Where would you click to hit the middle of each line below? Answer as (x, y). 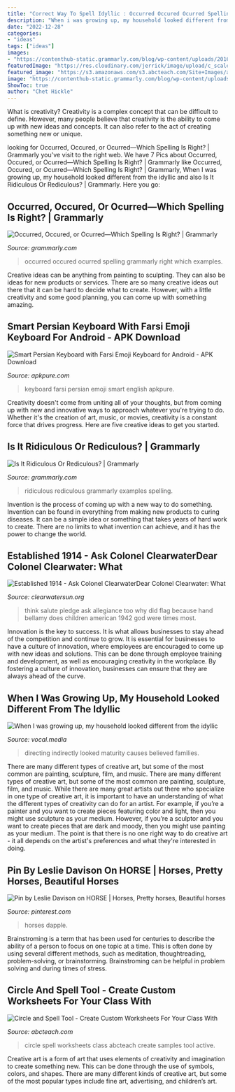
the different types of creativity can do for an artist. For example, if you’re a (116, 804)
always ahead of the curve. (47, 676)
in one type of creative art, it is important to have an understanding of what (115, 796)
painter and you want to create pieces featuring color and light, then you (112, 811)
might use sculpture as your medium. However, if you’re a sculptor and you (115, 819)
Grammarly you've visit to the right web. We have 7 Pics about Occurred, (112, 155)
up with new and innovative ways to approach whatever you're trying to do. (116, 410)
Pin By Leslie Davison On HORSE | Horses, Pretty (115, 870)
